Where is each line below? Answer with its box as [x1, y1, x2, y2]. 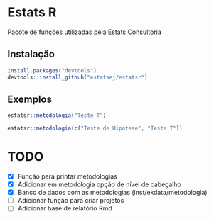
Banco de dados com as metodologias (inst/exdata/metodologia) [17, 189, 208, 197]
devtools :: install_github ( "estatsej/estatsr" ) [7, 74, 148, 81]
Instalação [7, 48, 55, 60]
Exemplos [7, 93, 52, 105]
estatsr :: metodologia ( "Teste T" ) [7, 112, 107, 119]
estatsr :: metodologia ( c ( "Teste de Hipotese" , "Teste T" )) [7, 125, 183, 132]
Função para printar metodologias [17, 172, 117, 181]
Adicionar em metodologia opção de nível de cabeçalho [17, 180, 181, 189]
